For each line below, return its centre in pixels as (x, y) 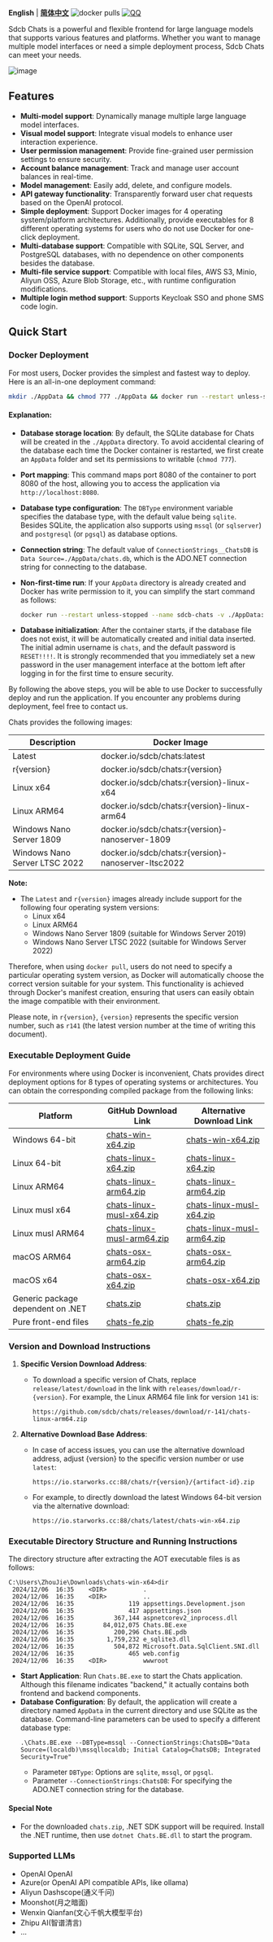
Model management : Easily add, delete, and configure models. (126, 185)
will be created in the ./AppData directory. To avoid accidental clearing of (142, 441)
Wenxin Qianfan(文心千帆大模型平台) (82, 1912)
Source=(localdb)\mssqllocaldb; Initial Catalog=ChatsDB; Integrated (141, 1750)
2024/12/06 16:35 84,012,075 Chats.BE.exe (99, 1625)
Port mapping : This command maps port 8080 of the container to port (138, 475)
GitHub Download (142, 1111)
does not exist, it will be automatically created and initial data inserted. (138, 639)
